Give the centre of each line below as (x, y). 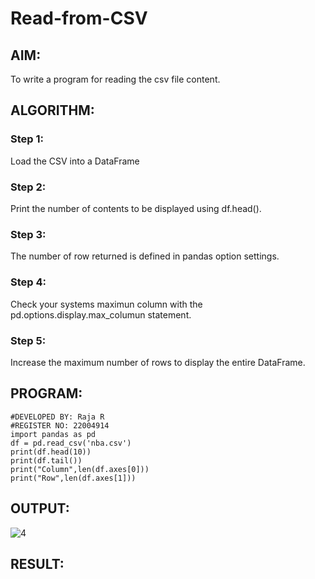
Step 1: (27, 139)
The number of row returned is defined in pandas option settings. (145, 256)
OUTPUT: (40, 508)
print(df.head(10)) (51, 452)
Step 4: (28, 282)
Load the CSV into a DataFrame (75, 161)
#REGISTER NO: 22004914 (60, 425)
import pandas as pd (53, 434)
